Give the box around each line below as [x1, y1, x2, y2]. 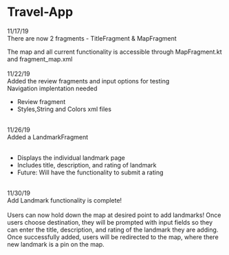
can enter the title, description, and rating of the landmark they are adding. [7, 225, 219, 234]
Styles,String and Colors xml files [17, 105, 112, 113]
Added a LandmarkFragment [7, 132, 89, 141]
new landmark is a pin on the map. [7, 240, 105, 248]
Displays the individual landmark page [17, 153, 126, 162]
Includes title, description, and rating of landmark [17, 161, 157, 169]
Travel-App [7, 4, 74, 20]
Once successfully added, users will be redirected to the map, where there [7, 232, 219, 241]
